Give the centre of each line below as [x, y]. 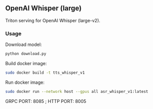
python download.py [26, 54]
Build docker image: [26, 63]
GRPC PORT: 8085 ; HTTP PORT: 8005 [46, 101]
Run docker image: [25, 82]
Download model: [24, 44]
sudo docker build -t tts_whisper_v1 [45, 73]
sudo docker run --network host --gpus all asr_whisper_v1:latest [77, 91]
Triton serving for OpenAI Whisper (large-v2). [53, 20]
